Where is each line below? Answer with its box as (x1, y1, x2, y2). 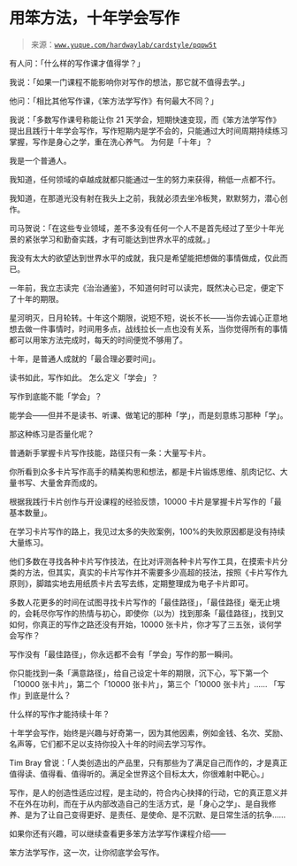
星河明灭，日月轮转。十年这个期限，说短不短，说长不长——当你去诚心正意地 (9, 312, 288, 323)
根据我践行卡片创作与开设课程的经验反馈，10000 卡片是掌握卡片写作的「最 (9, 496, 282, 506)
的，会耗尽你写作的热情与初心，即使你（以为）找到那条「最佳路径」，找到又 (9, 607, 285, 618)
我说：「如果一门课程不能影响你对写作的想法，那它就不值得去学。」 (9, 76, 249, 87)
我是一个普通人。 (9, 155, 72, 166)
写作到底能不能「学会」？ (9, 390, 103, 401)
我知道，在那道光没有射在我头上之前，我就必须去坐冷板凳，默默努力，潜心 (9, 192, 280, 204)
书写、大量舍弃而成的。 (16, 477, 103, 488)
